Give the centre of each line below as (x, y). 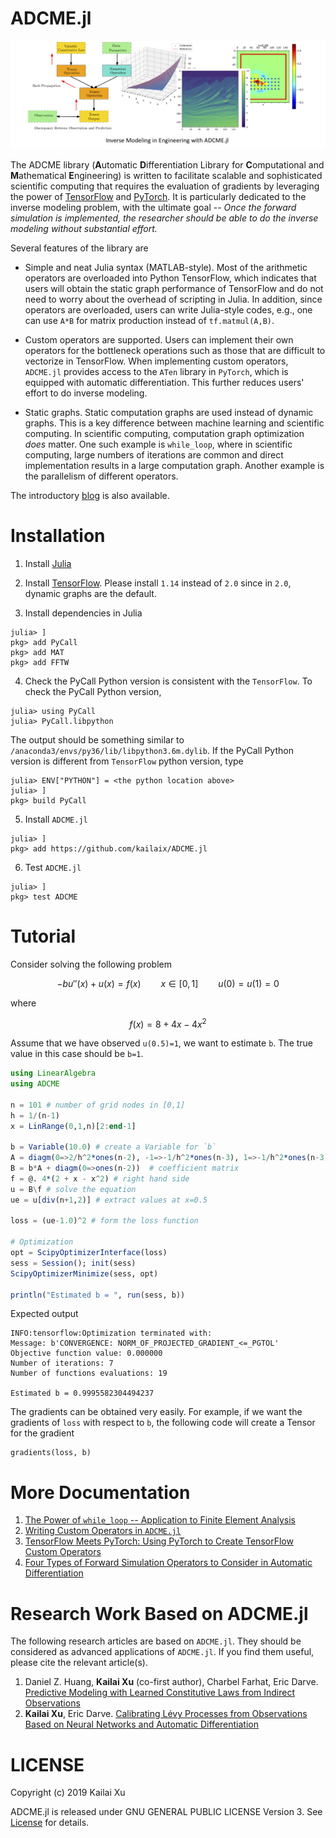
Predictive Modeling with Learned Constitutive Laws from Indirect (159, 1693)
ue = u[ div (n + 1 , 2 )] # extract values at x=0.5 (109, 1200)
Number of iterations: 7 (62, 1363)
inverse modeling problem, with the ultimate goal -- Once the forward (153, 207)
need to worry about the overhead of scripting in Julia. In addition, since (173, 299)
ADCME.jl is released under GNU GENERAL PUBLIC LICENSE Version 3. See (166, 1812)
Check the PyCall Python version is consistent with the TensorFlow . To (168, 681)
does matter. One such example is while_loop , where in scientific (158, 444)
